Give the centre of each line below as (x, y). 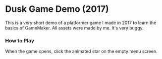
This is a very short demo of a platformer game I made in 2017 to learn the (81, 23)
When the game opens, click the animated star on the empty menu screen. (81, 51)
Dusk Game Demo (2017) (57, 9)
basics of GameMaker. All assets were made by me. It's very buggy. (74, 28)
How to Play (20, 40)
